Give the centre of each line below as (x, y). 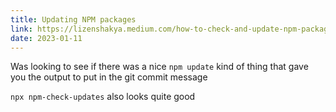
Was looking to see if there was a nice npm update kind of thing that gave (159, 67)
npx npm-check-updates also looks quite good (103, 97)
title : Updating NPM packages (73, 19)
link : (21, 29)
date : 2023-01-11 (46, 38)
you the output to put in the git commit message (109, 77)
